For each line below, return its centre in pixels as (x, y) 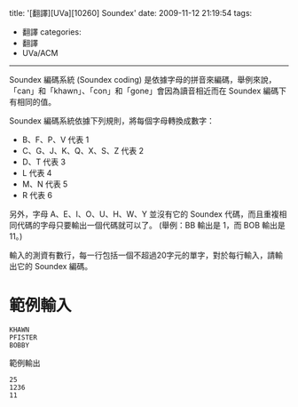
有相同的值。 (32, 102)
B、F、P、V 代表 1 (55, 140)
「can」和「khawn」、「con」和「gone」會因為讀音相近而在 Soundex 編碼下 (148, 91)
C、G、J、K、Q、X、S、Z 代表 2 (83, 151)
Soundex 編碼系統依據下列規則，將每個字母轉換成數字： (112, 121)
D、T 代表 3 (44, 162)
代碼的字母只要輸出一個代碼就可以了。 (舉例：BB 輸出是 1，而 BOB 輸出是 (151, 225)
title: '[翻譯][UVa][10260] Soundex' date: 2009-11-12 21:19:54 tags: (131, 13)
